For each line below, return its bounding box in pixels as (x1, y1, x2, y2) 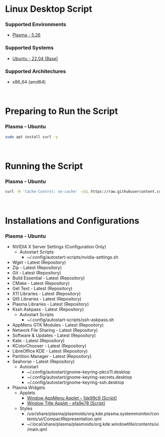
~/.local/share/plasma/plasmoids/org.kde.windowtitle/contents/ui (27, 421, 159, 427)
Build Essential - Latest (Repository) (12, 275, 85, 281)
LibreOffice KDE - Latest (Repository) (12, 348, 88, 354)
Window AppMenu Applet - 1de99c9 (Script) (27, 395, 117, 401)
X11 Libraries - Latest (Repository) (12, 291, 81, 297)
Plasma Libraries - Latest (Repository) (12, 301, 89, 307)
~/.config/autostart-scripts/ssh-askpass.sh (27, 317, 114, 323)
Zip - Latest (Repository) (12, 265, 62, 271)
